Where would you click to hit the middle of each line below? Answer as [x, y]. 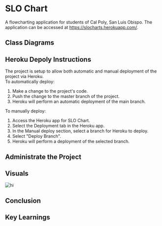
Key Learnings [28, 217]
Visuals [17, 173]
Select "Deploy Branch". [37, 136]
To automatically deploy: [30, 82]
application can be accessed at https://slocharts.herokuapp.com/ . [72, 27]
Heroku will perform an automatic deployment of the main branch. [79, 101]
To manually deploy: [26, 111]
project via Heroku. [25, 76]
